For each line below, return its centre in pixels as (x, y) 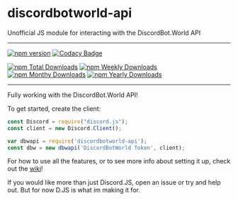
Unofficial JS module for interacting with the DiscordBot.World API (104, 33)
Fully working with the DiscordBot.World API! (73, 94)
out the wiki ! (25, 169)
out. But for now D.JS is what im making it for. (74, 190)
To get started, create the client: (54, 109)
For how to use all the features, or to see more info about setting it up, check (119, 161)
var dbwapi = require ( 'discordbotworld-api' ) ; (77, 141)
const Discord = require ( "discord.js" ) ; (68, 121)
